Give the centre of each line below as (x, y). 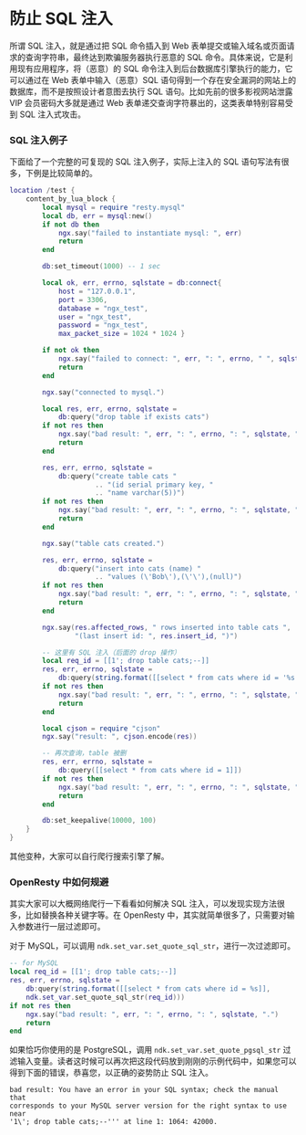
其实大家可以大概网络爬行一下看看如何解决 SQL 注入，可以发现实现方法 (143, 904)
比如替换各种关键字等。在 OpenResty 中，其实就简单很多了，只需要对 (156, 915)
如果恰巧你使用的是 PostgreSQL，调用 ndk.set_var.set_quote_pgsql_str (145, 1050)
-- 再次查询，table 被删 (84, 753)
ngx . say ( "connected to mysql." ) (104, 392)
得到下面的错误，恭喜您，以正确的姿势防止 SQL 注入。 (112, 1073)
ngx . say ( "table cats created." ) (104, 543)
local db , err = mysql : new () (97, 215)
